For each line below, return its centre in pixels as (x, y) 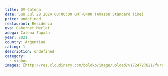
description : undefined (30, 51)
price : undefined (23, 19)
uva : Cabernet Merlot (28, 28)
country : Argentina (25, 42)
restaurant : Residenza (29, 24)
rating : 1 (15, 47)
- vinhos (19, 61)
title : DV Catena (23, 10)
